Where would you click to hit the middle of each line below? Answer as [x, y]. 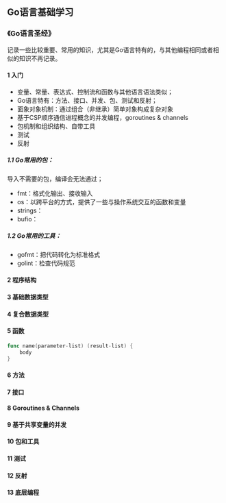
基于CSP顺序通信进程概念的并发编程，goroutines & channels [102, 117]
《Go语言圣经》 [31, 34]
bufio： [27, 219]
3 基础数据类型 [28, 297]
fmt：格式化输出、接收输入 [55, 193]
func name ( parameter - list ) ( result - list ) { [70, 346]
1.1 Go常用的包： [30, 160]
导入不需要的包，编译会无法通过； [55, 179]
